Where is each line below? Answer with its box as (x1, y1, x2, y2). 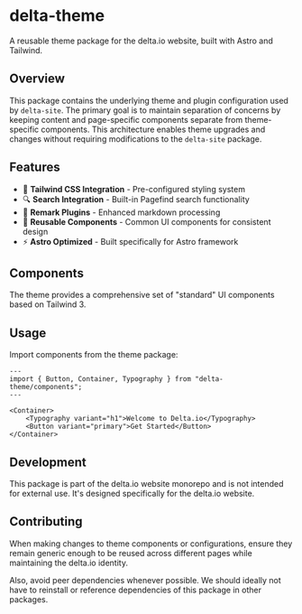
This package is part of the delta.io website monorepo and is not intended (9, 479, 284, 488)
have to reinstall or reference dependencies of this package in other (9, 584, 261, 595)
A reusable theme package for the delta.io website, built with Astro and (9, 35, 273, 46)
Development (9, 454, 87, 470)
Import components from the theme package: (9, 349, 178, 360)
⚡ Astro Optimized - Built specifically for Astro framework (22, 236, 239, 247)
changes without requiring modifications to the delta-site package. (9, 133, 262, 144)
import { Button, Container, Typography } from (9, 375, 192, 384)
